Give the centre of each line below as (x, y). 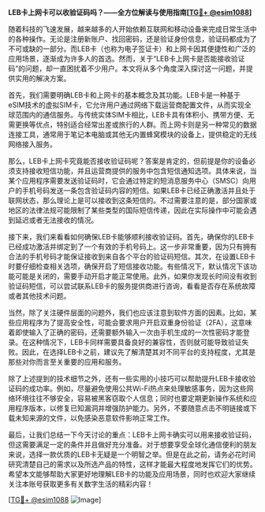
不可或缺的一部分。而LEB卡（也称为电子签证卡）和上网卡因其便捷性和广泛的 (132, 49)
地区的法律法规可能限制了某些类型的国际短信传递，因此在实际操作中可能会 (129, 210)
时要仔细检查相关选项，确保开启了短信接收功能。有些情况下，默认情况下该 (129, 266)
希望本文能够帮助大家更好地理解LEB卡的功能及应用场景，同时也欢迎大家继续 (132, 474)
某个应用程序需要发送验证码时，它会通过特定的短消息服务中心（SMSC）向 (129, 181)
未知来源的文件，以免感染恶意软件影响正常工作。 (94, 418)
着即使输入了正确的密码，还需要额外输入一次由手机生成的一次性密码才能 (125, 332)
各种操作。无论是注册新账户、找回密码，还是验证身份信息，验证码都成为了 (136, 39)
